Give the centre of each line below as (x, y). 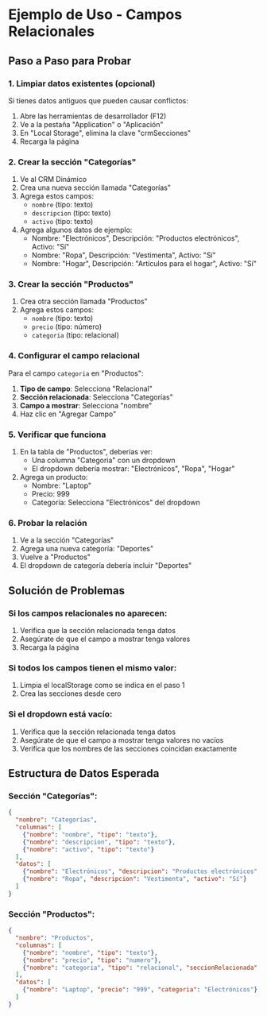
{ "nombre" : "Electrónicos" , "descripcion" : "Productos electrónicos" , (142, 871)
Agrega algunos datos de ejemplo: (76, 230)
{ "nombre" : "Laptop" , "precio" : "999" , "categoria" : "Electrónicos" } (140, 990)
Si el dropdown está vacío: (60, 714)
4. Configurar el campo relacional (74, 356)
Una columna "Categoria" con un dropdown (103, 460)
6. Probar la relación (48, 523)
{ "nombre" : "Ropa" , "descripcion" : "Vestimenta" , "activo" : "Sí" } (135, 879)
